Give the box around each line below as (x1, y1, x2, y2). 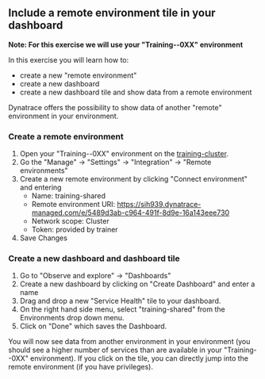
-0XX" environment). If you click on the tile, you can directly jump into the (8, 354, 248, 363)
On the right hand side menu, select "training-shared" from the (19, 304, 225, 314)
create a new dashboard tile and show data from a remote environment (19, 87, 252, 97)
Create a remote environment (8, 131, 125, 142)
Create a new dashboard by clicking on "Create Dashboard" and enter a (19, 279, 255, 289)
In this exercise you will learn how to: (8, 55, 129, 64)
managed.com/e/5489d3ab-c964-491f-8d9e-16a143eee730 (31, 208, 230, 217)
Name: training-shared (31, 191, 106, 201)
